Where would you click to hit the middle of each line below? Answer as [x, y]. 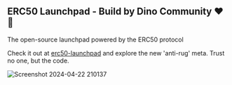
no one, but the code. [38, 60]
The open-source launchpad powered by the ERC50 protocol [95, 39]
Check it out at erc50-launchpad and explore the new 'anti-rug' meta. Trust [116, 53]
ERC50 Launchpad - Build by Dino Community [110, 12]
